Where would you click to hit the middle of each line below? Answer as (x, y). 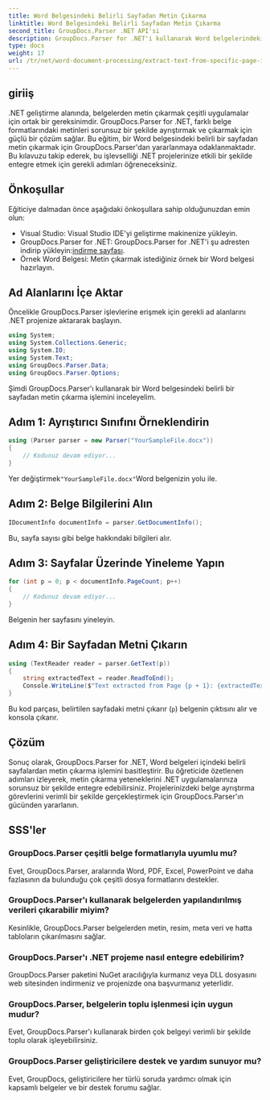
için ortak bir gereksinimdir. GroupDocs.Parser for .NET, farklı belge (120, 121)
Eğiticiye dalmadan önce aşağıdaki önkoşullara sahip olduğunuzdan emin (129, 209)
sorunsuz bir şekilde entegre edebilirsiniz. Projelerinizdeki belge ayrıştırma (131, 787)
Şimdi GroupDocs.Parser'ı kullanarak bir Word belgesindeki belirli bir (121, 388)
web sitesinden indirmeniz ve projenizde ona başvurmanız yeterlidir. (121, 983)
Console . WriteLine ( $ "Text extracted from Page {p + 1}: (119, 686)
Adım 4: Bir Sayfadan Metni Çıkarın (98, 645)
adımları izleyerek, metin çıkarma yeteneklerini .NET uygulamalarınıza (123, 779)
